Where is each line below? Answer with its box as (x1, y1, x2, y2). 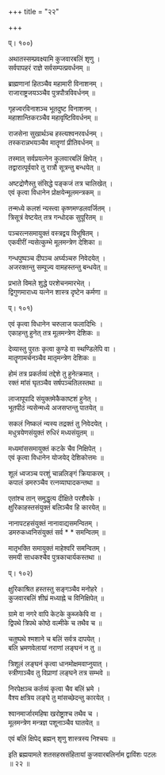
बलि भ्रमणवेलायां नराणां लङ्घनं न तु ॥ (8, 643, 102, 652)
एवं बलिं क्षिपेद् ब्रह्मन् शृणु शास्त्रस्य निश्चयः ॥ (8, 734, 116, 743)
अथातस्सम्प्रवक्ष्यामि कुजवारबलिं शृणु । (8, 54, 101, 63)
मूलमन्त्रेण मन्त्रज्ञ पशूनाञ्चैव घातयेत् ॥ (8, 718, 100, 727)
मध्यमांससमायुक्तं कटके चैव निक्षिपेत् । (8, 444, 103, 453)
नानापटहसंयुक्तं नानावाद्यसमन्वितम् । (8, 518, 99, 528)
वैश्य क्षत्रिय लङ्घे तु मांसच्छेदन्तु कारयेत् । (8, 693, 111, 702)
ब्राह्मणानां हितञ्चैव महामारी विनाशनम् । (8, 79, 103, 89)
